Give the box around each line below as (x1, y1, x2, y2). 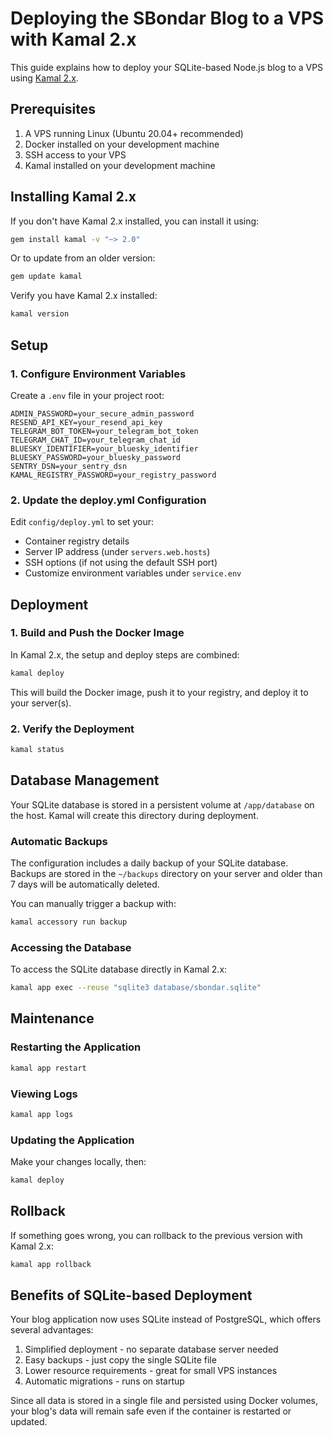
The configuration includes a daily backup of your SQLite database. (10, 857, 289, 869)
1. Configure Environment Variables (10, 367, 187, 381)
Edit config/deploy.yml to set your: (10, 516, 154, 528)
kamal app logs (10, 1109, 74, 1119)
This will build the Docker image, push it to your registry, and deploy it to (10, 686, 309, 698)
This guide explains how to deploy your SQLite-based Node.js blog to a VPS (10, 61, 324, 73)
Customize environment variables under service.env (24, 567, 242, 579)
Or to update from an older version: (10, 252, 156, 264)
